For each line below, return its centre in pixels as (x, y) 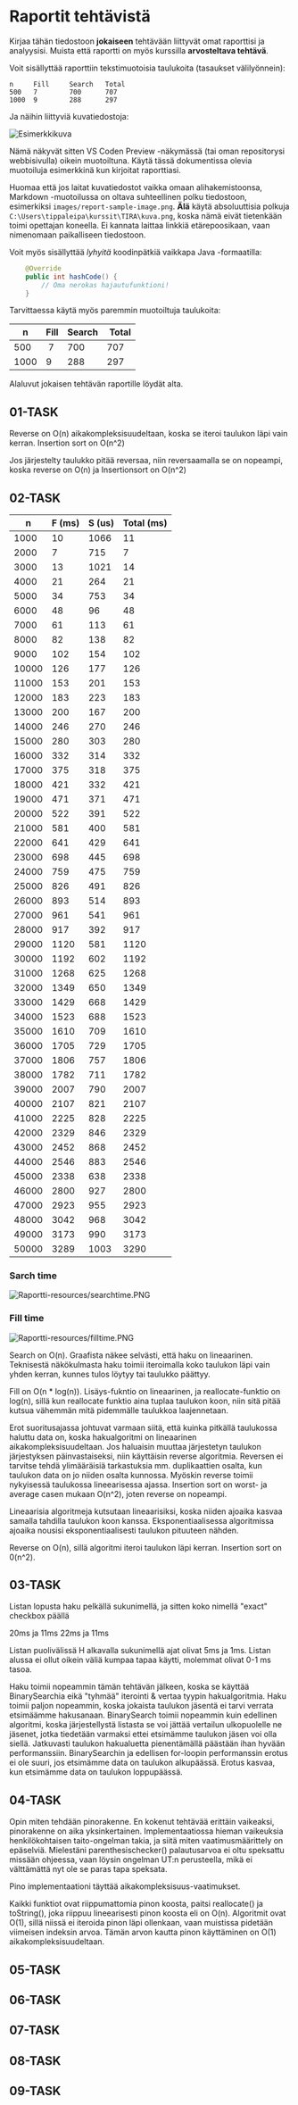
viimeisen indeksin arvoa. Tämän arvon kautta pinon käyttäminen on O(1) (143, 1932)
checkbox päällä (39, 1616)
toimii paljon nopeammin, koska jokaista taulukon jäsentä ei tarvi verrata (141, 1706)
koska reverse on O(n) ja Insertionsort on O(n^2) (98, 470)
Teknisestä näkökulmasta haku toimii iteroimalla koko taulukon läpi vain (140, 1364)
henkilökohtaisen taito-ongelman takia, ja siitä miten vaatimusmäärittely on (146, 1841)
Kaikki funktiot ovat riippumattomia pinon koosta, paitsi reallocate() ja (136, 1904)
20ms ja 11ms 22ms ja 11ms (59, 1633)
